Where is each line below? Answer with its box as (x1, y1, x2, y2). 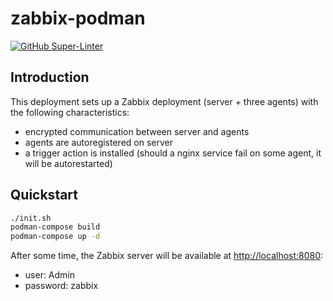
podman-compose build (10, 222, 101, 232)
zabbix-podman (10, 7, 146, 30)
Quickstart (10, 187, 79, 204)
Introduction (10, 69, 90, 86)
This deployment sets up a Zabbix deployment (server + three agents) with (10, 95, 319, 107)
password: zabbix (24, 280, 99, 292)
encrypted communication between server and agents (24, 125, 250, 137)
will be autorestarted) (24, 157, 113, 169)
